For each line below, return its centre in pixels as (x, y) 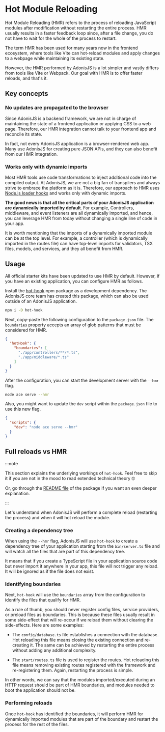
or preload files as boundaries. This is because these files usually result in (80, 615)
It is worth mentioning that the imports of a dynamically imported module (79, 233)
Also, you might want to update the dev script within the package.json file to (81, 404)
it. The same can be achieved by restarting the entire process (92, 645)
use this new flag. (23, 409)
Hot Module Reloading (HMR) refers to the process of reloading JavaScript (81, 23)
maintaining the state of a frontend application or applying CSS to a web (78, 123)
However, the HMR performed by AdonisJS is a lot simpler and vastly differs (82, 68)
